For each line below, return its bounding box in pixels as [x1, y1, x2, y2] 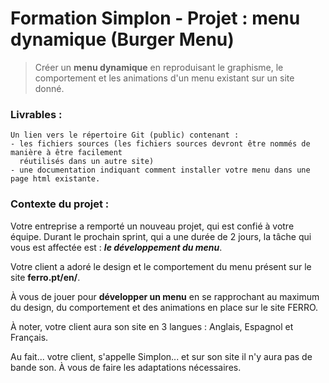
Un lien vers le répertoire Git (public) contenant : [10, 130, 240, 141]
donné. [34, 82, 65, 94]
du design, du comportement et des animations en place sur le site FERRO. [10, 301, 319, 313]
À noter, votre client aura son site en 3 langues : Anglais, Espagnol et [10, 320, 294, 332]
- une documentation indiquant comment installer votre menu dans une [10, 165, 311, 176]
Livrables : [10, 107, 63, 121]
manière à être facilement [10, 148, 123, 158]
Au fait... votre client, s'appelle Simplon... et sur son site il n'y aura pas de [10, 350, 313, 362]
